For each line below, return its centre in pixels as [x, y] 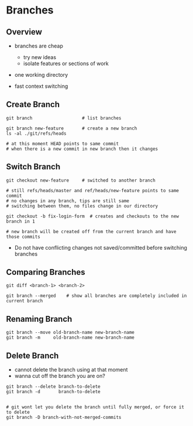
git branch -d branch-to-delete [53, 392]
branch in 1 [20, 221]
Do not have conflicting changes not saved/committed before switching [101, 247]
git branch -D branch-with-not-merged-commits [64, 418]
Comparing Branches [46, 272]
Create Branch [33, 105]
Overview [24, 32]
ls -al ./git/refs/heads [36, 133]
